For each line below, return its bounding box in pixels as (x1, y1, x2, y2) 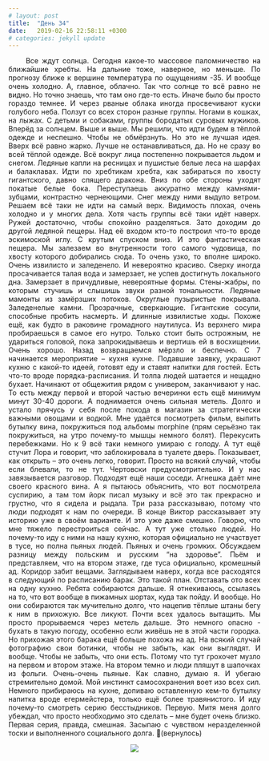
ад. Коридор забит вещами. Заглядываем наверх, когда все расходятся (8, 566, 261, 577)
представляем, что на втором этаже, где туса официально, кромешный (8, 558, 261, 568)
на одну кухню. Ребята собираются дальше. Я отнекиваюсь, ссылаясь (8, 584, 261, 594)
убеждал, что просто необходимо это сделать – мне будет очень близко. (8, 711, 261, 721)
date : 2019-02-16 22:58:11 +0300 (8, 26, 127, 34)
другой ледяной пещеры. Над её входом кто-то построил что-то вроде (8, 226, 261, 236)
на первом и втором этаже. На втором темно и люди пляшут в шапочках (8, 660, 261, 670)
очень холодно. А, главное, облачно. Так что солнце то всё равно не (8, 82, 261, 91)
